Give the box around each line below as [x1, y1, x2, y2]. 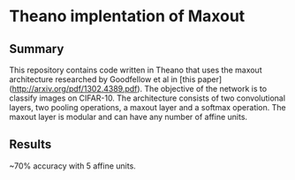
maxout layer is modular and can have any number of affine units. [9, 112, 248, 122]
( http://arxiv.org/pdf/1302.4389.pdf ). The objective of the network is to [9, 84, 268, 94]
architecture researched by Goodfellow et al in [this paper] [9, 74, 223, 85]
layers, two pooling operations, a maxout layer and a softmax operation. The [9, 102, 286, 112]
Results [9, 137, 52, 152]
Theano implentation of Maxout [9, 6, 246, 26]
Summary [9, 41, 64, 56]
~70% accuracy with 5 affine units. [9, 161, 137, 171]
